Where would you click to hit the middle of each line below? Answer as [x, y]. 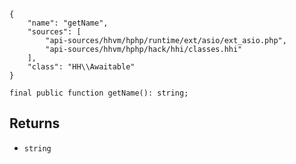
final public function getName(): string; [99, 93]
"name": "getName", [68, 23]
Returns [35, 123]
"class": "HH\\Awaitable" [81, 67]
